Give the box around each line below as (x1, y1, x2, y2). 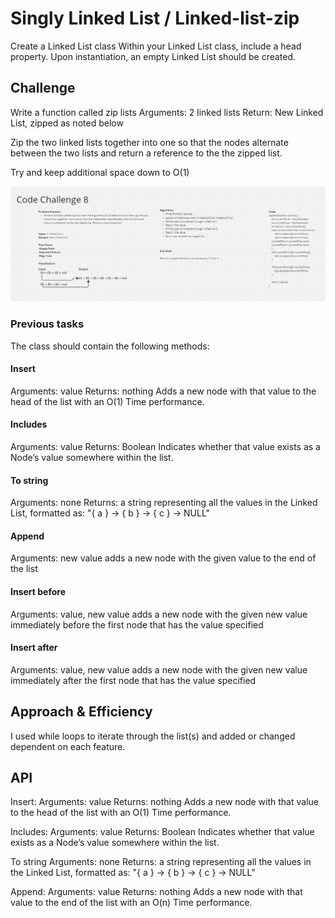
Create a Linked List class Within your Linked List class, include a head (10, 40, 302, 52)
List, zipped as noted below (10, 117, 124, 129)
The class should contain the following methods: (10, 340, 210, 352)
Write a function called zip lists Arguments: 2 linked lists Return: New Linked (10, 106, 324, 118)
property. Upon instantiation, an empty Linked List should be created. (10, 50, 297, 62)
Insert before (10, 586, 66, 598)
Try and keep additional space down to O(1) (10, 166, 190, 178)
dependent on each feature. (10, 740, 126, 752)
